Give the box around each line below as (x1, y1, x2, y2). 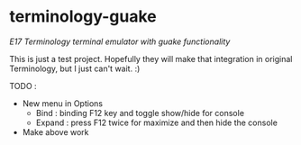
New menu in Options (22, 97, 104, 109)
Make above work (22, 126, 89, 137)
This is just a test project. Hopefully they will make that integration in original (9, 53, 293, 64)
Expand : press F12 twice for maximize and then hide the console (35, 117, 278, 128)
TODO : (9, 80, 38, 91)
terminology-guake (9, 6, 157, 27)
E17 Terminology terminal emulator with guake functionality (9, 36, 231, 47)
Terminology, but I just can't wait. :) (9, 63, 141, 74)
